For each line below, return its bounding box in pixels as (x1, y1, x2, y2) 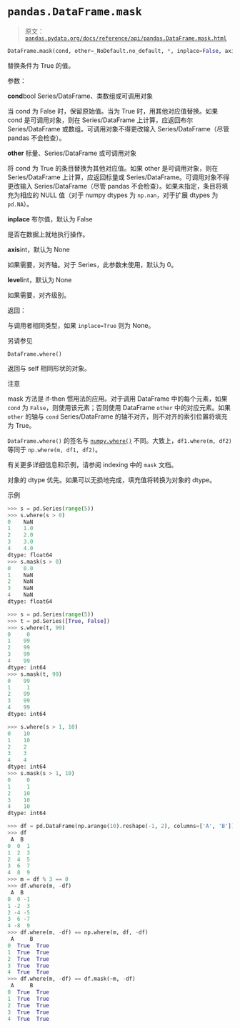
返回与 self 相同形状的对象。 (7, 364, 91, 372)
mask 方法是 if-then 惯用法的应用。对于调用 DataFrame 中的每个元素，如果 (7, 394, 228, 403)
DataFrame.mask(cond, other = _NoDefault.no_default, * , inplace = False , (7, 47, 222, 54)
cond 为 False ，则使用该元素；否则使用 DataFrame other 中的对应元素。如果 (7, 403, 231, 411)
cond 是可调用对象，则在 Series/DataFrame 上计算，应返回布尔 (7, 116, 194, 124)
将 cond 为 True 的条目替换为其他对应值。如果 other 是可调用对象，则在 (7, 164, 219, 172)
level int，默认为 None (7, 275, 72, 284)
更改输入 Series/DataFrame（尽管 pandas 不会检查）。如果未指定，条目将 (7, 181, 222, 190)
